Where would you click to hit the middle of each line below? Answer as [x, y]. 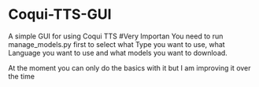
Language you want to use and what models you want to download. [118, 53]
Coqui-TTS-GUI [60, 14]
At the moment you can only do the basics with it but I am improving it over [129, 67]
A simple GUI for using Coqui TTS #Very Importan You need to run [116, 36]
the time [22, 76]
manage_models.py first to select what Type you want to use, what [117, 44]
